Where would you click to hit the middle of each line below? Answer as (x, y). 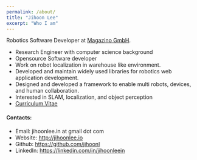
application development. (47, 78)
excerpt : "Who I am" (33, 23)
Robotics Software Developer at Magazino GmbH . (69, 41)
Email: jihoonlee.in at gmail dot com (60, 131)
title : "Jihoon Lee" (33, 18)
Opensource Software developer (56, 59)
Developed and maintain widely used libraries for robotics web (93, 72)
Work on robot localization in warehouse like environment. (88, 65)
